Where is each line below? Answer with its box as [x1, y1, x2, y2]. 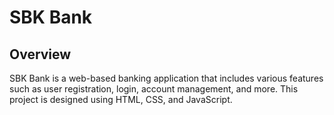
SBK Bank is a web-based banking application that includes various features [9, 72, 324, 84]
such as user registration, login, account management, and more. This [9, 83, 299, 95]
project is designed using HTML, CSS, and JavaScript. [9, 94, 233, 105]
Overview [9, 46, 72, 63]
